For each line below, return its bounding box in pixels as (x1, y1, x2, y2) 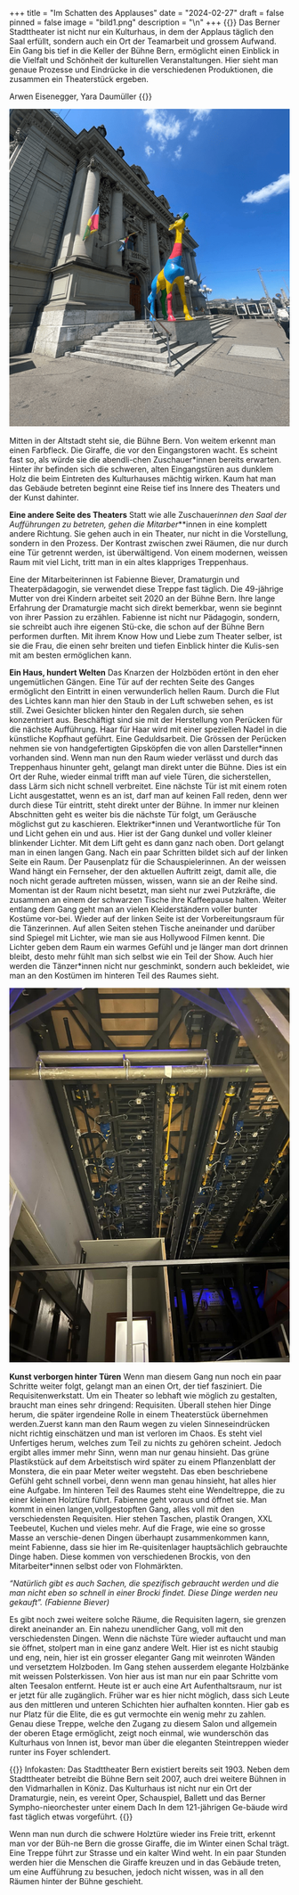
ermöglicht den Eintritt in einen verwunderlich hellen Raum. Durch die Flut (9, 686, 280, 697)
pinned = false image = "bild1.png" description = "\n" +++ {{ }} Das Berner (9, 17, 280, 28)
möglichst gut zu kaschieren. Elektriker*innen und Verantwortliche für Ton (9, 819, 281, 830)
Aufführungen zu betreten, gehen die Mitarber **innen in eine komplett (9, 519, 268, 529)
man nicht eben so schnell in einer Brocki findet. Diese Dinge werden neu (9, 1587, 279, 1598)
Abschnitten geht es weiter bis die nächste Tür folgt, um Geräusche (9, 809, 257, 820)
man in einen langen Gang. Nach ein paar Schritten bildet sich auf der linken (9, 847, 288, 858)
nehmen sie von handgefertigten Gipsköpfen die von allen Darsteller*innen (9, 743, 283, 754)
